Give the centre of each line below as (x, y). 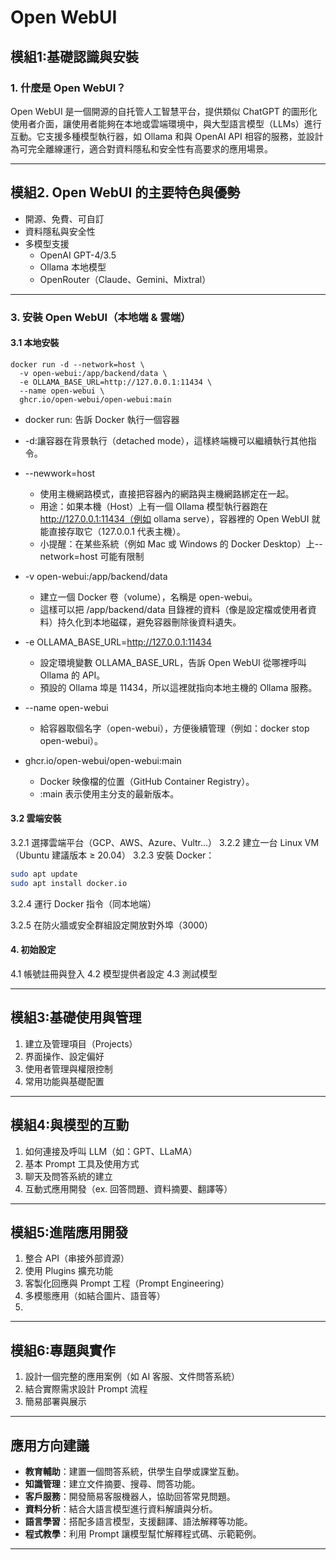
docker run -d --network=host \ (77, 364)
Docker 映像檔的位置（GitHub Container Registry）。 (147, 781)
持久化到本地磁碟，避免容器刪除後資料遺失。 (149, 622)
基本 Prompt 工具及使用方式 (82, 1163)
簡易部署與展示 (55, 1402)
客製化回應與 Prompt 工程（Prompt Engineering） (127, 1283)
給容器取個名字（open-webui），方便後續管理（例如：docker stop (174, 728)
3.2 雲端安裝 (36, 818)
